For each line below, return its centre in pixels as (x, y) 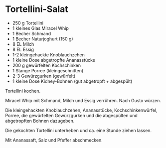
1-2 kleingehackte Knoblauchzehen (48, 55)
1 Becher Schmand (32, 33)
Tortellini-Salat (37, 9)
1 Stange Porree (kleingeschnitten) (48, 70)
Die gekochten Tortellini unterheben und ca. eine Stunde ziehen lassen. (79, 130)
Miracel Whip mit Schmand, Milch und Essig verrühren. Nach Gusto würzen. (83, 100)
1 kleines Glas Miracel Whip (40, 28)
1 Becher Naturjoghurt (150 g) (43, 39)
